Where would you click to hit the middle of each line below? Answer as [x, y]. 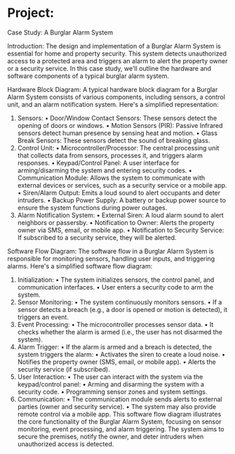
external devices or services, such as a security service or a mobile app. [122, 185]
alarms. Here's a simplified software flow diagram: [80, 266]
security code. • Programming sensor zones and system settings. [112, 391]
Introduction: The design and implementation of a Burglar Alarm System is [114, 46]
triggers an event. [43, 317]
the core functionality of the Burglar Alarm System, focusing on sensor [120, 421]
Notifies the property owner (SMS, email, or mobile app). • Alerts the [116, 362]
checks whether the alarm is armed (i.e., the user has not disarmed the [120, 332]
